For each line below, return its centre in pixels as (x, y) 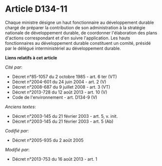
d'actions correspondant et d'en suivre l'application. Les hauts (68, 38)
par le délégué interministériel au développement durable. (63, 48)
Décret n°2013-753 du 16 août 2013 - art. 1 (54, 159)
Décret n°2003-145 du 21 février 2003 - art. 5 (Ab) (63, 121)
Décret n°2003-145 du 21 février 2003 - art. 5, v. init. (65, 116)
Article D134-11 (36, 9)
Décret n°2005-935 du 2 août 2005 (48, 140)
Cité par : (14, 67)
